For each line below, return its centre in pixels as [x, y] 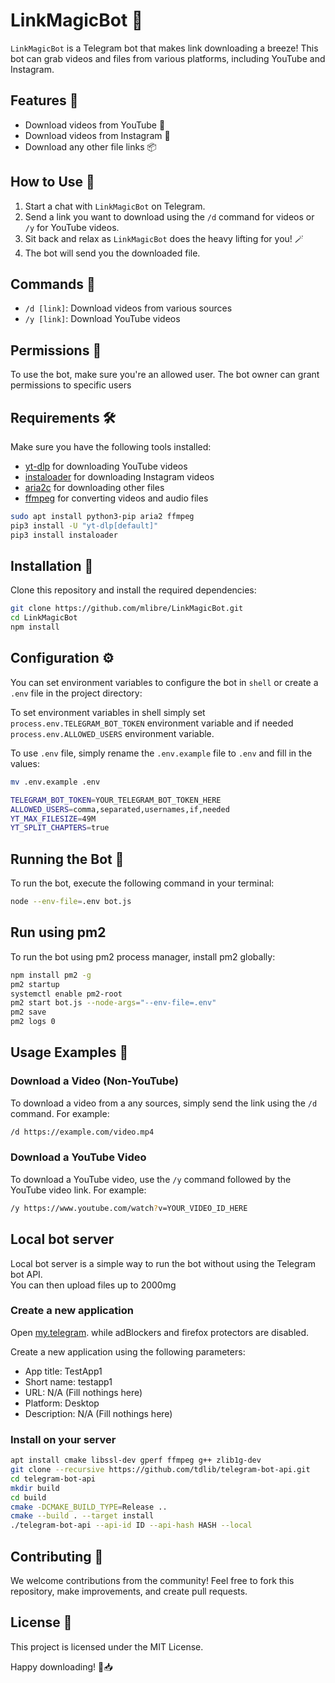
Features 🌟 [44, 100]
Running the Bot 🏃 [67, 859]
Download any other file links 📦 [90, 146]
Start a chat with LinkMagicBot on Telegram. [115, 206]
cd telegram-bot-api [53, 1479]
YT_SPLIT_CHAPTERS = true [60, 828]
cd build [28, 1497]
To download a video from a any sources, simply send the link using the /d [164, 1103]
